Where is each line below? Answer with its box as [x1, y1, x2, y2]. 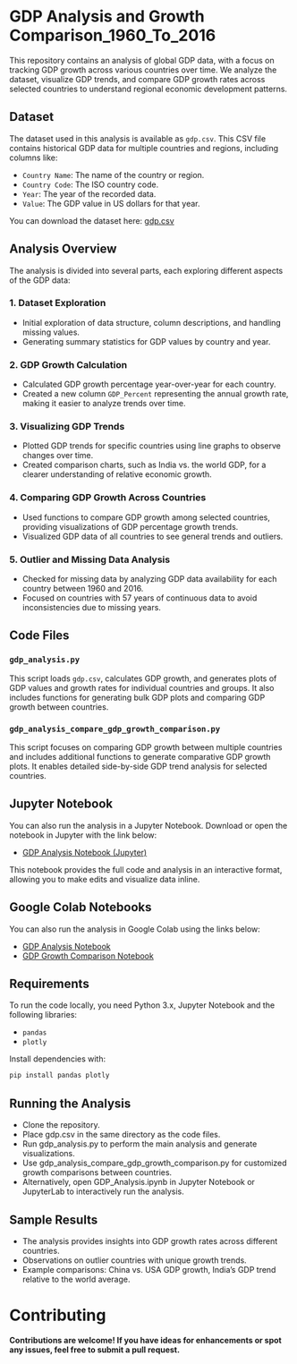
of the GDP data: [9, 275, 71, 286]
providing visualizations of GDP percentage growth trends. [21, 521, 239, 532]
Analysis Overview [9, 242, 117, 257]
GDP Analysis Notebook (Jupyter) [21, 847, 148, 857]
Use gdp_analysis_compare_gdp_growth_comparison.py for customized [21, 1157, 288, 1169]
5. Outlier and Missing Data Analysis [9, 553, 171, 566]
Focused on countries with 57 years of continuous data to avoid [21, 592, 258, 603]
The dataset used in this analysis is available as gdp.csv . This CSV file [9, 132, 267, 144]
